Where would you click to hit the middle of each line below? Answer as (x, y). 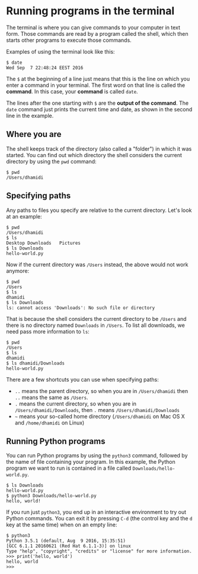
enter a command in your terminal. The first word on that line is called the (96, 85)
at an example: (24, 216)
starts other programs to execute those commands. (69, 40)
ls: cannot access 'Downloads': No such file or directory (81, 308)
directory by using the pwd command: (51, 161)
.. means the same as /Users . (51, 397)
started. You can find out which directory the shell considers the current (94, 155)
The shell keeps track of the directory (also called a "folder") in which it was (99, 149)
